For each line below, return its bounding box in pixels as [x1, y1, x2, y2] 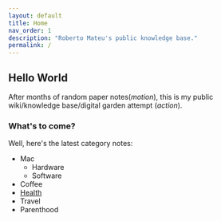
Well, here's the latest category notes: [8, 139, 133, 148]
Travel [19, 196, 41, 206]
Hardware [31, 163, 65, 172]
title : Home [8, 19, 48, 27]
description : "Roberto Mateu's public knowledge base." [8, 34, 198, 42]
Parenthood [19, 205, 59, 215]
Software [31, 171, 62, 180]
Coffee [19, 180, 43, 189]
